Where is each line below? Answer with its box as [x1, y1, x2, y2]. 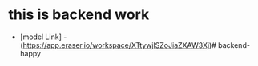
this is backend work [8, 6, 150, 24]
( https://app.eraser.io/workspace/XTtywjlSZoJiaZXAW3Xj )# [19, 40, 216, 49]
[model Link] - [19, 32, 67, 41]
